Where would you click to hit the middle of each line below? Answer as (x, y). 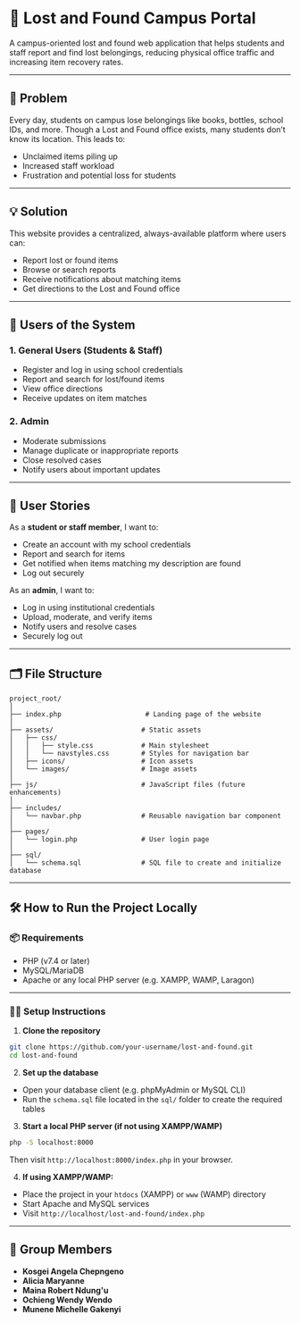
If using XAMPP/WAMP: (68, 1176)
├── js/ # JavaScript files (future (127, 785)
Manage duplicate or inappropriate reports (100, 450)
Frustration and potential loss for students (99, 175)
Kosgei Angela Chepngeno (73, 1271)
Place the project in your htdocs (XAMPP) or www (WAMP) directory (144, 1194)
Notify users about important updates (91, 469)
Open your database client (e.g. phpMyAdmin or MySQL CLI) (134, 1090)
